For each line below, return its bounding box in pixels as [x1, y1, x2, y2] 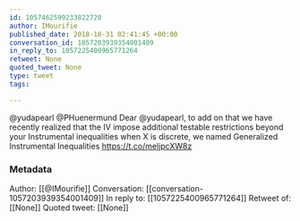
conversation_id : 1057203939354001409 [9, 38, 154, 47]
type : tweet [9, 72, 54, 81]
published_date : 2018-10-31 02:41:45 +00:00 [9, 30, 178, 38]
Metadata [9, 163, 52, 175]
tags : [9, 80, 30, 89]
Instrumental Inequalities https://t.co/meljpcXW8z [9, 140, 193, 151]
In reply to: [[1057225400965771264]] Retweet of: [106, 192, 292, 203]
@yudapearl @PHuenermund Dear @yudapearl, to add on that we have [9, 112, 273, 123]
